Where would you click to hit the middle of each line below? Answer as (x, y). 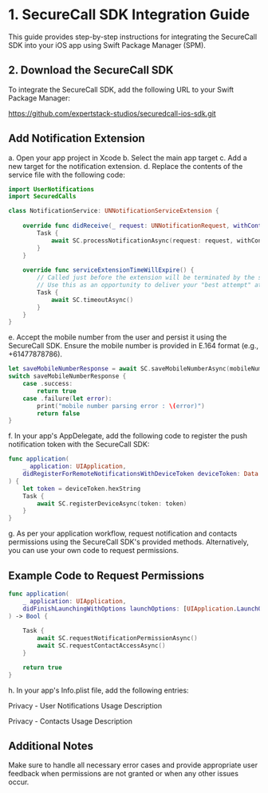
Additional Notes (51, 746)
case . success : (48, 384)
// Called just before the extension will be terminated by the (146, 278)
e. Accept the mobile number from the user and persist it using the (118, 337)
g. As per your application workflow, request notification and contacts (123, 534)
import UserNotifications (51, 189)
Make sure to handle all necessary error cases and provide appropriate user (133, 765)
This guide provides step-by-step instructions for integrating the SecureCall (133, 37)
